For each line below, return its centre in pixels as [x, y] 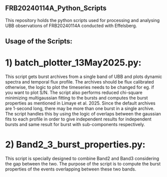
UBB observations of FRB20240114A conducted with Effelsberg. [71, 25]
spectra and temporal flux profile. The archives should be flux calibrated [79, 82]
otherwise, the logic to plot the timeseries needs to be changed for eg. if [79, 87]
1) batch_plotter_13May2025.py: [73, 63]
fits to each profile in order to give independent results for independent [78, 119]
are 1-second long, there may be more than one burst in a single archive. [80, 108]
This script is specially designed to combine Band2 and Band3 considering [82, 158]
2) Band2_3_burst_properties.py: [75, 145]
